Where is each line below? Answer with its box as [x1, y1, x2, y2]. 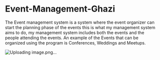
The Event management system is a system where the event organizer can [5, 19, 155, 25]
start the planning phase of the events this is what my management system [5, 24, 156, 30]
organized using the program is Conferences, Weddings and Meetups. [5, 40, 146, 45]
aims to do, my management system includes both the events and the [5, 30, 144, 35]
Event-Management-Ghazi [5, 3, 115, 15]
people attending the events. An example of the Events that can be [5, 35, 139, 41]
